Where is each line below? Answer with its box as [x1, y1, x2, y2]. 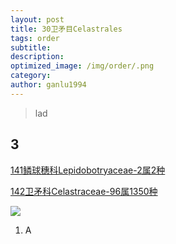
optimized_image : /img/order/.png [10, 61, 155, 71]
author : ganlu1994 [10, 80, 87, 90]
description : [10, 52, 65, 62]
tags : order [10, 33, 60, 43]
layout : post [10, 14, 65, 25]
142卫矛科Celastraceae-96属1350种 [10, 185, 158, 197]
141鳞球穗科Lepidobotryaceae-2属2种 [10, 164, 166, 176]
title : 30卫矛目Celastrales [10, 24, 123, 34]
